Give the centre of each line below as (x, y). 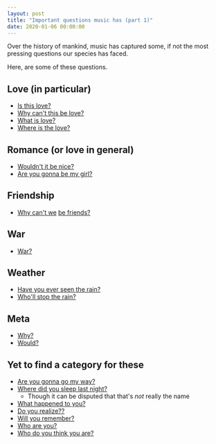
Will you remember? (46, 418)
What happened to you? (51, 404)
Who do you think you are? (55, 433)
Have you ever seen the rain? (59, 290)
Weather (26, 273)
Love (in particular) (49, 89)
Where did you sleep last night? (62, 389)
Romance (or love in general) (71, 150)
